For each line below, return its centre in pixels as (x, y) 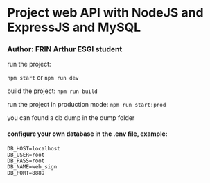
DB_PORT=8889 (26, 173)
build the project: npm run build (53, 91)
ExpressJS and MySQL (74, 27)
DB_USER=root (26, 155)
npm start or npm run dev (43, 78)
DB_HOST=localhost (34, 148)
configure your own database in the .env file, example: (87, 134)
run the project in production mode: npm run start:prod (87, 105)
